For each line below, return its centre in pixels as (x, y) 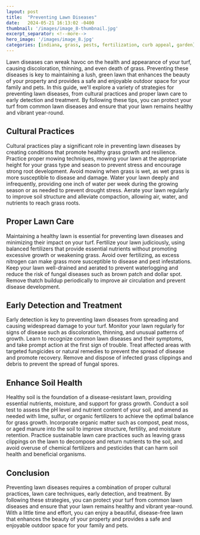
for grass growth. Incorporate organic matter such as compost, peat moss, (98, 423)
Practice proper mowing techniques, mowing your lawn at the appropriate (97, 158)
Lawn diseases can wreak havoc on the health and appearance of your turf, (99, 62)
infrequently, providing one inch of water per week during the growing (92, 184)
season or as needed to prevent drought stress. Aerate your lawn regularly (98, 190)
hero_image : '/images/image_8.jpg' (50, 39)
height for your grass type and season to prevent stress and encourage (94, 165)
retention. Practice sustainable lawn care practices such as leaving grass (96, 435)
